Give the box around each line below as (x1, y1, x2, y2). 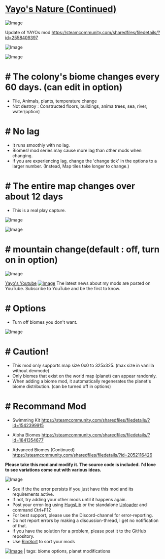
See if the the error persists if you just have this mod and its (12, 486, 134, 492)
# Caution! (5, 346, 49, 357)
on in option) (5, 254, 58, 265)
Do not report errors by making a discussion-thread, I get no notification (12, 517, 159, 523)
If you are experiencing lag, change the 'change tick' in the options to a (12, 158, 157, 164)
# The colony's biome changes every (5, 71, 160, 83)
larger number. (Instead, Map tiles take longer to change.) (12, 163, 130, 169)
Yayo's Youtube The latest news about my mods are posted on (5, 280, 151, 286)
